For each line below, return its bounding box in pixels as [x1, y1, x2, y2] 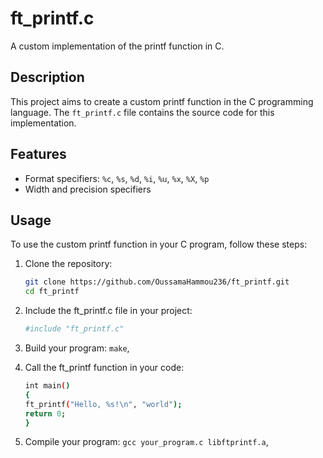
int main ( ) [24, 381, 71, 391]
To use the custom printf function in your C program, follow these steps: [10, 238, 308, 251]
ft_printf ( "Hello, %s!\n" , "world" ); [24, 399, 183, 409]
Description [10, 69, 85, 86]
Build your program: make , [24, 342, 130, 354]
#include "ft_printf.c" [24, 324, 125, 334]
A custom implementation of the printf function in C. [10, 40, 225, 52]
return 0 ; [24, 408, 67, 419]
